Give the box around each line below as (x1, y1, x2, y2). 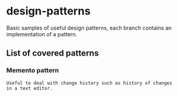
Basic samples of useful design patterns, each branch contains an (6, 24, 172, 31)
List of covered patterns (6, 48, 99, 59)
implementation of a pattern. (6, 30, 78, 37)
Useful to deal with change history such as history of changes (6, 80, 173, 86)
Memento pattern (6, 66, 59, 75)
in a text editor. (6, 85, 53, 91)
